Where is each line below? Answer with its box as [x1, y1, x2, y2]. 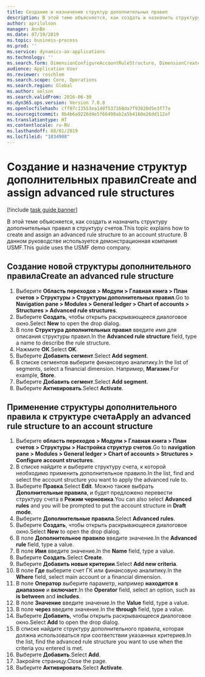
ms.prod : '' [7, 43, 37, 49]
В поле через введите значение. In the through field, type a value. [15, 606, 185, 613]
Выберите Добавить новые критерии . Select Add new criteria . [15, 561, 178, 568]
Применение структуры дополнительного [7, 402, 177, 412]
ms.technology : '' [7, 54, 54, 60]
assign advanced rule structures [7, 186, 175, 200]
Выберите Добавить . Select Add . [15, 651, 101, 659]
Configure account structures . [15, 457, 95, 464]
